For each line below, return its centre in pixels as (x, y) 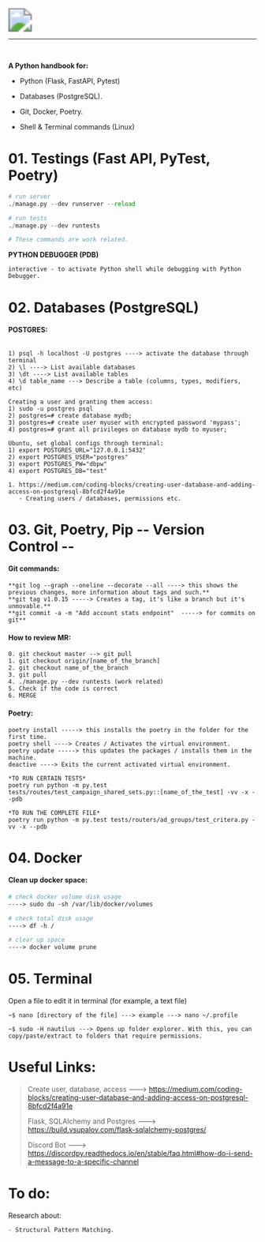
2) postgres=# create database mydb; (70, 415)
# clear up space (37, 940)
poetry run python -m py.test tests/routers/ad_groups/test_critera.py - (132, 820)
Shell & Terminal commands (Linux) (77, 127)
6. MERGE (22, 696)
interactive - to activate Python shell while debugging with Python (125, 269)
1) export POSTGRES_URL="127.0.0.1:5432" (77, 450)
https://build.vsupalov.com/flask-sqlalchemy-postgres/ (117, 1130)
